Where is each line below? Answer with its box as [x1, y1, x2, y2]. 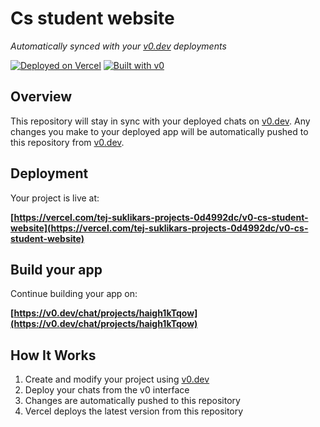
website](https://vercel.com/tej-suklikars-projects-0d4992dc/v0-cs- [10, 222, 309, 234]
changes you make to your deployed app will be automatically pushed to [10, 125, 309, 137]
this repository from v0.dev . [10, 136, 125, 148]
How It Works [10, 347, 97, 364]
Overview [10, 88, 73, 106]
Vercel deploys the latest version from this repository [24, 405, 244, 417]
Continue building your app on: [10, 288, 138, 300]
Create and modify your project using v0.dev [24, 373, 210, 386]
